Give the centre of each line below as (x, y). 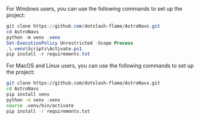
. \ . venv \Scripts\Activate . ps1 (44, 49)
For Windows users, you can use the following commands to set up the (94, 9)
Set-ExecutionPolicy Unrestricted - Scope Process (70, 43)
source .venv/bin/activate (40, 106)
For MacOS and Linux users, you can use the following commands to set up (100, 66)
